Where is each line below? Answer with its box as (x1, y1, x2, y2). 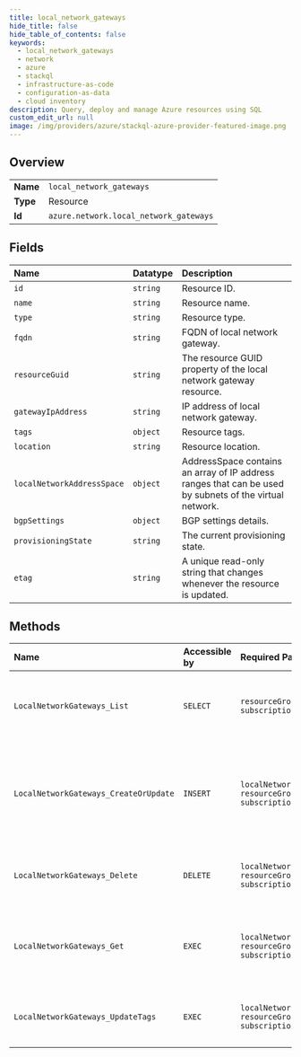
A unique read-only (181, 554, 265, 567)
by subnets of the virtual (181, 489, 284, 501)
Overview (9, 154, 65, 171)
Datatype (133, 267, 173, 279)
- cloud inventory (17, 96, 87, 106)
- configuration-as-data (17, 88, 110, 97)
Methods (9, 619, 61, 634)
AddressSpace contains (181, 454, 282, 467)
